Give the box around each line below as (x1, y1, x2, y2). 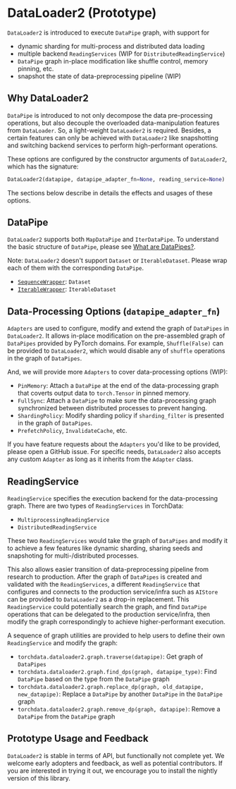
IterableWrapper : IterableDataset (17, 285, 116, 293)
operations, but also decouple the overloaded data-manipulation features (7, 118, 220, 127)
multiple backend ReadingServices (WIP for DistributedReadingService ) (17, 49, 225, 58)
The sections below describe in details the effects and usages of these (7, 188, 213, 197)
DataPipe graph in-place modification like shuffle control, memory (17, 56, 209, 65)
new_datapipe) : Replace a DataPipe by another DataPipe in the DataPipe (17, 690, 223, 699)
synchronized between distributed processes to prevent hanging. (17, 404, 208, 412)
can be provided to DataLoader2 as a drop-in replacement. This (7, 595, 190, 604)
